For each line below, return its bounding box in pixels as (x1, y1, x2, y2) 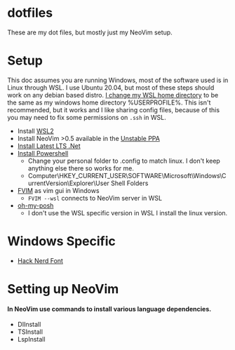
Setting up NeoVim (7, 281, 119, 297)
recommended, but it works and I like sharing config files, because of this (7, 105, 220, 114)
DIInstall (17, 321, 41, 329)
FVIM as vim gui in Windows (17, 186, 100, 194)
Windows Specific (7, 234, 116, 250)
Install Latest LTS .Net (17, 142, 81, 150)
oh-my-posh (17, 201, 54, 210)
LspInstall (17, 335, 46, 344)
